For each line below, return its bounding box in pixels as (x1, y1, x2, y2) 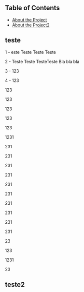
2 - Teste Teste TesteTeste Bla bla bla (5, 58, 80, 64)
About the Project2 (12, 22, 50, 28)
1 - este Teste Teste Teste (5, 49, 56, 55)
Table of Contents (5, 4, 60, 12)
